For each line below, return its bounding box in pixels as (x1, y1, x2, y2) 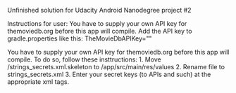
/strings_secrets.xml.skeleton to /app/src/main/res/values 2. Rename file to (7, 63, 225, 71)
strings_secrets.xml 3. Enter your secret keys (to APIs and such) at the (7, 70, 211, 78)
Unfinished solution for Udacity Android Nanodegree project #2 (7, 6, 192, 14)
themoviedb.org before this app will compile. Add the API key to (7, 27, 192, 35)
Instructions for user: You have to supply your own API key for (7, 20, 187, 27)
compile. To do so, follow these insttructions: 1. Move (7, 55, 162, 64)
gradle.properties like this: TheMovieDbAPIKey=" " (7, 34, 153, 43)
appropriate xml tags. (7, 78, 69, 86)
